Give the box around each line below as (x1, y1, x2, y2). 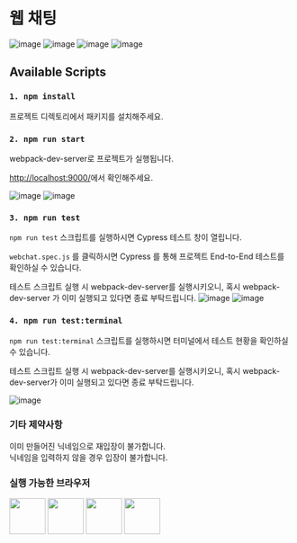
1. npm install (9, 92, 76, 102)
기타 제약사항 (9, 419, 63, 432)
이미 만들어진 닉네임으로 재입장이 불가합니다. (9, 441, 166, 451)
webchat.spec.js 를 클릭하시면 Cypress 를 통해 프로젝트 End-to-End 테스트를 (9, 251, 285, 262)
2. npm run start (9, 134, 85, 144)
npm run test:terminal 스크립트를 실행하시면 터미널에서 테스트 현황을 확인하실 (9, 334, 289, 346)
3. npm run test (9, 212, 81, 223)
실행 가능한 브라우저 (9, 476, 91, 489)
